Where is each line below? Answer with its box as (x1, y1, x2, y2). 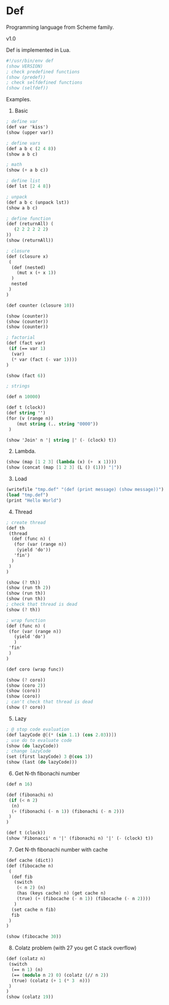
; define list (6, 178, 41, 184)
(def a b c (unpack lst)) (6, 199, 69, 205)
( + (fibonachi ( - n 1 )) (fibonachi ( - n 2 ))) (11, 808, 125, 814)
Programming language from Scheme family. (6, 24, 114, 31)
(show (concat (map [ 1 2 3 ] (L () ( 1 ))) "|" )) (6, 465, 122, 470)
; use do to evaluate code (6, 737, 72, 743)
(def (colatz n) (6, 956, 46, 962)
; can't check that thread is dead (6, 699, 93, 705)
